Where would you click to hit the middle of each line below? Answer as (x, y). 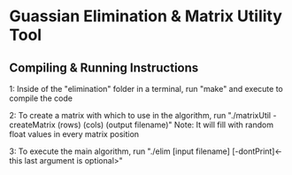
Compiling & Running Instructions (104, 68)
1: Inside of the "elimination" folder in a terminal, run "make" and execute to (146, 89)
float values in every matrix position (74, 134)
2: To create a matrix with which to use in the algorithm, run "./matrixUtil (140, 115)
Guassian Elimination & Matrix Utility (146, 16)
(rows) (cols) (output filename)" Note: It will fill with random (165, 125)
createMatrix (32, 125)
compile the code (41, 98)
